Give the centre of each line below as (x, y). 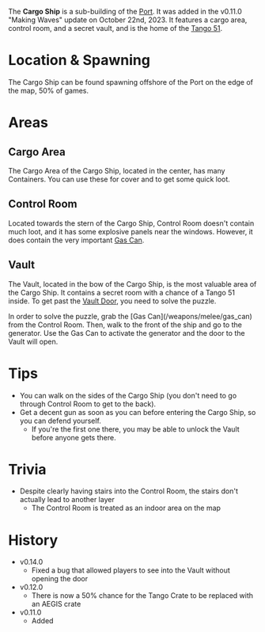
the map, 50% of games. (49, 90)
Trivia (27, 469)
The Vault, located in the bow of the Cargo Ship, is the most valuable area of (132, 284)
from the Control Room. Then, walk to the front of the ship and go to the (125, 325)
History (33, 540)
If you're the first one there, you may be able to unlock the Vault (135, 429)
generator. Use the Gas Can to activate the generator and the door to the (127, 333)
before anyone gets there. (74, 437)
